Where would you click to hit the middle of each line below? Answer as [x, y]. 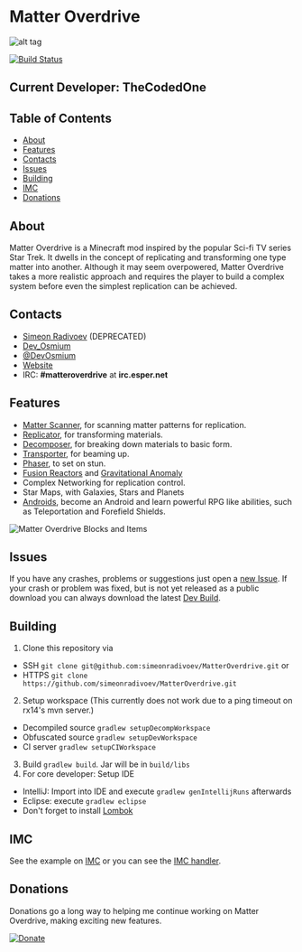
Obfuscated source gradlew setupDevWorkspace [110, 737]
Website [38, 365]
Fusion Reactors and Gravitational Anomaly [102, 472]
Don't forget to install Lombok [78, 811]
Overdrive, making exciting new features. [86, 920]
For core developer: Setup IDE [78, 774]
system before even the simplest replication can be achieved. [124, 285]
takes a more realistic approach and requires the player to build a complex [147, 276]
